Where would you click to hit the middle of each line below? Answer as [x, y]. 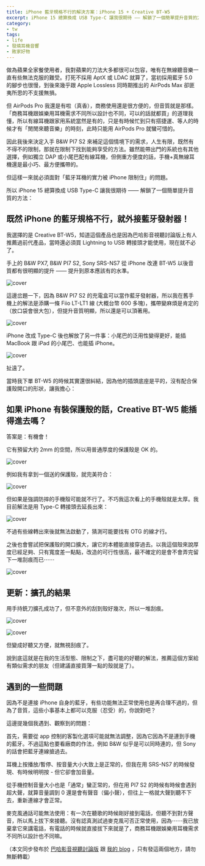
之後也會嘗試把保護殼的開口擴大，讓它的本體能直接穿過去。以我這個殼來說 [100, 545]
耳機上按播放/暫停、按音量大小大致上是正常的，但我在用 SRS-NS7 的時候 [98, 764]
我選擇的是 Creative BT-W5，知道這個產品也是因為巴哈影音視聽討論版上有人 [102, 235]
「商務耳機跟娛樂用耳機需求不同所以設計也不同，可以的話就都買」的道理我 [100, 113]
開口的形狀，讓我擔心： [46, 388]
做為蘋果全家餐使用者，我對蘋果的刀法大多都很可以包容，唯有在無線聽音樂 [100, 70]
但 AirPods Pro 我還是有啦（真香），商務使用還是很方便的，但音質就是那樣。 [102, 106]
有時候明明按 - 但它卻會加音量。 [57, 772]
